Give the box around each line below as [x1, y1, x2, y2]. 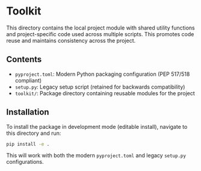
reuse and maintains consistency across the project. [6, 37, 136, 44]
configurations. [6, 158, 44, 166]
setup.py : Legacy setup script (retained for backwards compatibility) [14, 83, 185, 90]
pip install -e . [6, 141, 50, 147]
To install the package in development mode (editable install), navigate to [6, 123, 188, 130]
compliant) [14, 76, 42, 84]
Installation [6, 107, 49, 117]
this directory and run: [6, 129, 61, 137]
